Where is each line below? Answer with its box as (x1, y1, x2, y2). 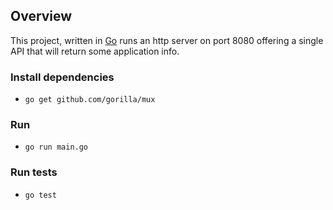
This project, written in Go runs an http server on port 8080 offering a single (10, 34, 324, 46)
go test (24, 190, 57, 200)
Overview (10, 8, 73, 25)
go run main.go (24, 142, 89, 153)
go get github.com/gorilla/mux (24, 95, 156, 105)
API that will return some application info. (10, 45, 180, 57)
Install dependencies (10, 70, 115, 84)
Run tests (10, 165, 58, 179)
